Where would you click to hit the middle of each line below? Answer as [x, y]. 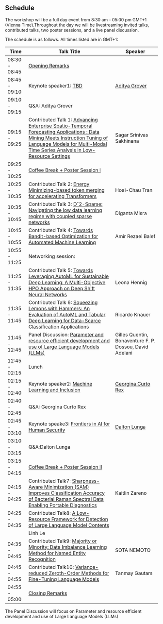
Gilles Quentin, [132, 335]
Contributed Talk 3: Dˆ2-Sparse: [65, 204]
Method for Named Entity [57, 553]
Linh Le [37, 533]
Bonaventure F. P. [135, 340]
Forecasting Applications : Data [64, 132]
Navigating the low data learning [65, 210]
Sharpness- [86, 481]
